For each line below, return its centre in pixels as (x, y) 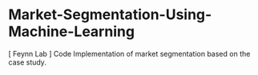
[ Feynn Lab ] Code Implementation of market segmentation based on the (129, 53)
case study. (27, 62)
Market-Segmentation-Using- (110, 15)
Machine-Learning (71, 32)
